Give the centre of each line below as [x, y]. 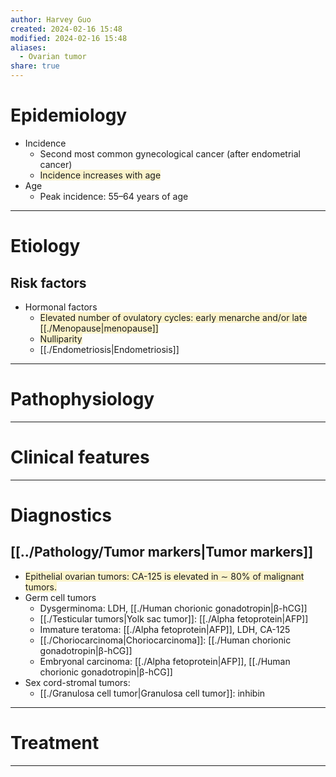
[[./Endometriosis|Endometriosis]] [109, 349]
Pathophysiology [82, 399]
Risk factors [48, 282]
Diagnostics [61, 515]
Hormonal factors [61, 307]
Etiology [45, 246]
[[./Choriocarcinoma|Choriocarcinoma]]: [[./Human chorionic [165, 640]
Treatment [55, 743]
